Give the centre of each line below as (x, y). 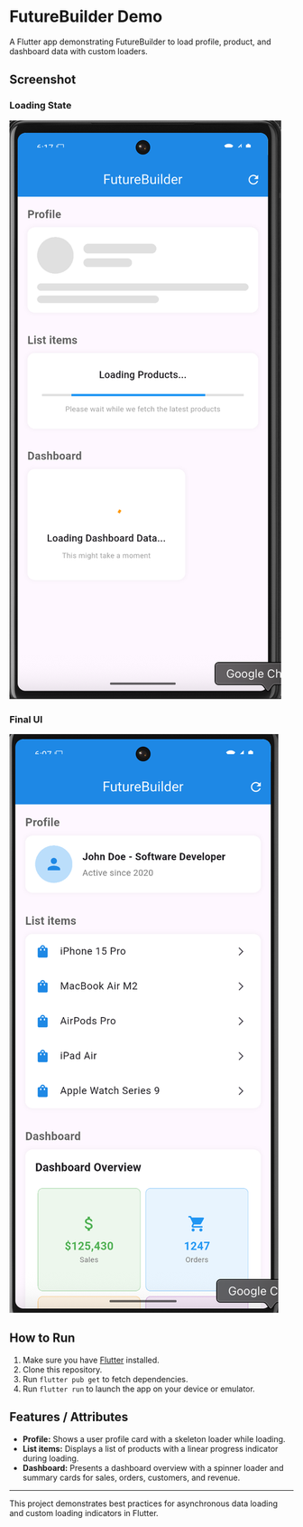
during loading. (50, 1458)
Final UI (26, 719)
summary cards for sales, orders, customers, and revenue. (131, 1477)
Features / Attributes (69, 1417)
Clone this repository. (62, 1369)
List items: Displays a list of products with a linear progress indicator (150, 1448)
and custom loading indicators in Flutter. (84, 1513)
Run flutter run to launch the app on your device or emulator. (138, 1389)
